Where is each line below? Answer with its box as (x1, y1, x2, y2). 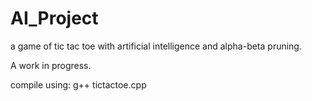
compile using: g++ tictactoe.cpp (10, 78, 147, 91)
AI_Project (10, 7, 99, 30)
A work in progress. (10, 59, 92, 71)
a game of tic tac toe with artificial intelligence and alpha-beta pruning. (10, 40, 302, 52)
